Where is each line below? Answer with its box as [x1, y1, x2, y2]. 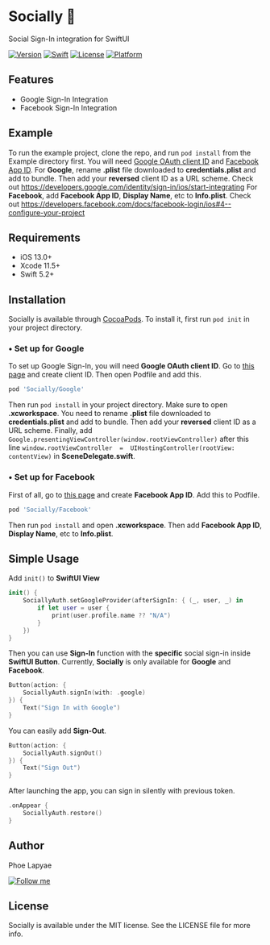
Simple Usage [8, 552, 80, 565]
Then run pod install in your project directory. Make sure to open [8, 400, 228, 410]
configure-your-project [8, 207, 85, 217]
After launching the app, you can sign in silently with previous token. [8, 786, 235, 796]
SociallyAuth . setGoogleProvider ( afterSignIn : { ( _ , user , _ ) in [23, 597, 243, 605]
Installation [8, 293, 66, 306]
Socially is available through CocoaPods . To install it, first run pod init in [8, 314, 250, 324]
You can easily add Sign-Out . [8, 726, 107, 735]
